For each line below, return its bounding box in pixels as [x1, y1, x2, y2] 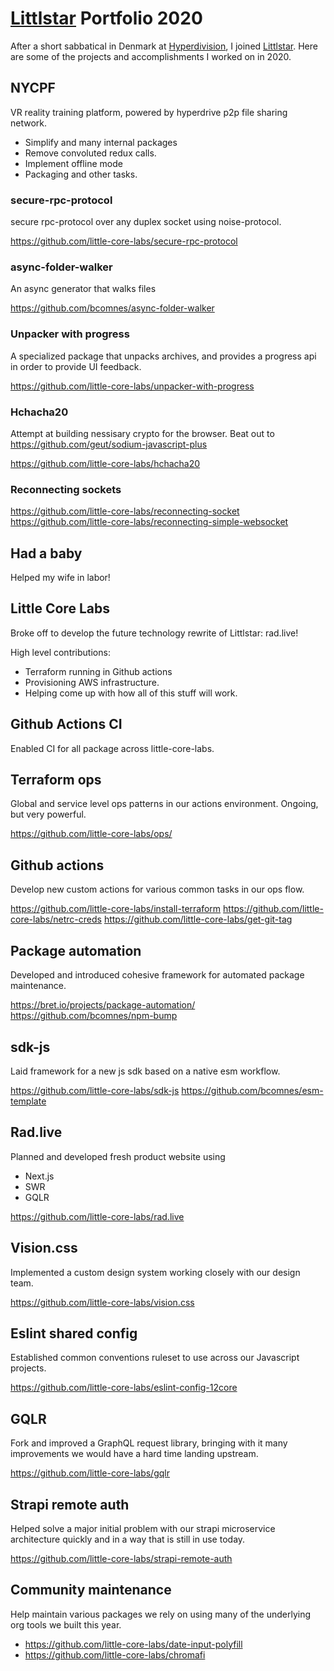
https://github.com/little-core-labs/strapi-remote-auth [10, 1552, 233, 1564]
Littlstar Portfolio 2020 [10, 7, 203, 30]
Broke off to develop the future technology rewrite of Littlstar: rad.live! [10, 627, 299, 639]
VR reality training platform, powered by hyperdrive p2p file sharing [10, 106, 288, 118]
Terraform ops [10, 772, 102, 789]
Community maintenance [10, 1582, 172, 1599]
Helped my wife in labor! [10, 572, 111, 584]
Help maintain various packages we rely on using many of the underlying [10, 1608, 312, 1620]
